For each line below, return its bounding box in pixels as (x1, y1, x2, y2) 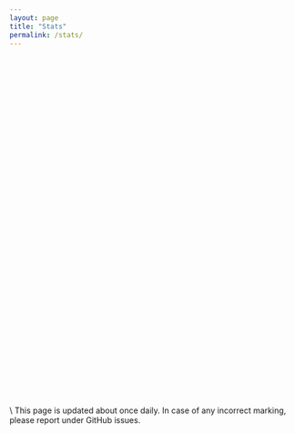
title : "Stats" (9, 22, 67, 31)
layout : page (9, 13, 59, 23)
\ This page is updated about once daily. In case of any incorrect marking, (9, 405, 287, 416)
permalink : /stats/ (9, 30, 84, 39)
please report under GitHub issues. (9, 415, 141, 426)
